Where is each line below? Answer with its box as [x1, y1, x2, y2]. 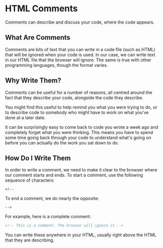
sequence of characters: [5, 177, 55, 183]
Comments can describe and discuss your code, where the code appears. [5, 19, 155, 25]
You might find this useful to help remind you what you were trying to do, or [5, 104, 158, 110]
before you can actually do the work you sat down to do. [5, 139, 119, 145]
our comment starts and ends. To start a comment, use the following [5, 172, 143, 178]
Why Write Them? [5, 77, 62, 85]
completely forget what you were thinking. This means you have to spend [5, 129, 153, 135]
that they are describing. [5, 237, 55, 243]
